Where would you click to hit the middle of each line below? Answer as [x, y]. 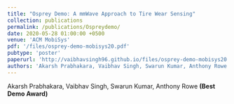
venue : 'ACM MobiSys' [39, 40]
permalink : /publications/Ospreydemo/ [64, 27]
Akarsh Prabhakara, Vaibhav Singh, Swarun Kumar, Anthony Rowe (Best [111, 86]
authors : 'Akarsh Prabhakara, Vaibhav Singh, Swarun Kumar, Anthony [109, 66]
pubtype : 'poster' [34, 53]
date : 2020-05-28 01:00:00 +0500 [56, 33]
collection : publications [45, 20]
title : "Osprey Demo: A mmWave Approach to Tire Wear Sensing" [102, 14]
